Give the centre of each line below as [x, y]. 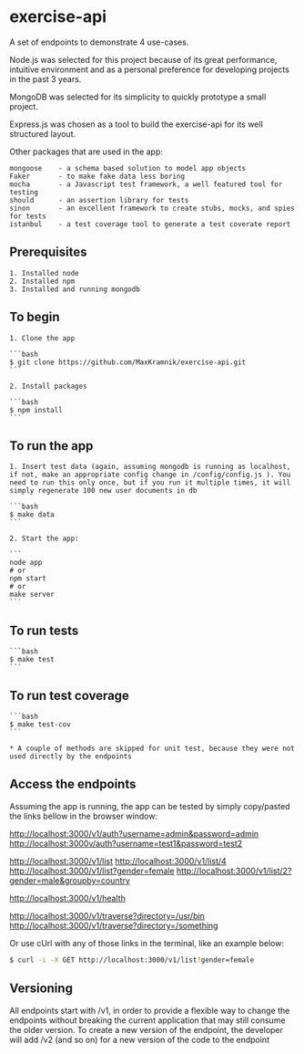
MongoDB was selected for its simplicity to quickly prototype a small [138, 97]
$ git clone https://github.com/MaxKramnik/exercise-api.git [128, 362]
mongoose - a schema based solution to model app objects [128, 168]
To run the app [51, 446]
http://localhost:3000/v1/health [67, 898]
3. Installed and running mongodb [75, 289]
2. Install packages [49, 386]
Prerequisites [48, 252]
